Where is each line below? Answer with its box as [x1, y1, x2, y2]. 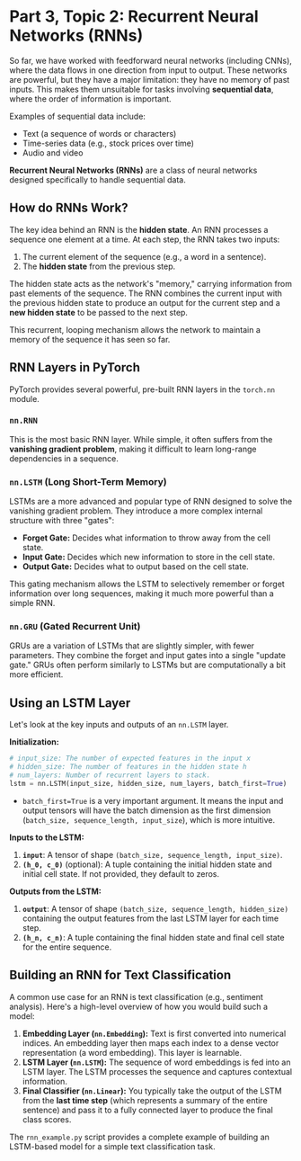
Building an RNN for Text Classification [9, 968, 232, 983]
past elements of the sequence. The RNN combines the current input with [9, 288, 283, 299]
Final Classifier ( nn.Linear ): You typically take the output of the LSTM [22, 1085, 282, 1096]
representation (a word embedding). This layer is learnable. [22, 1047, 243, 1058]
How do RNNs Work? [9, 201, 128, 216]
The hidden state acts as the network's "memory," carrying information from [9, 278, 292, 289]
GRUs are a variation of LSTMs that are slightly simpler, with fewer [9, 640, 254, 651]
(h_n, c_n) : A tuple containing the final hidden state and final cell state [22, 932, 285, 942]
